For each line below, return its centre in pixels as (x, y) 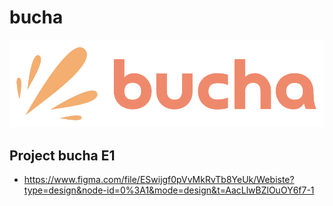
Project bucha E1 (62, 155)
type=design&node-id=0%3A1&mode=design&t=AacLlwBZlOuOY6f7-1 (169, 190)
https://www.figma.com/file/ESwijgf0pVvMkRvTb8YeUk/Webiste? (159, 180)
